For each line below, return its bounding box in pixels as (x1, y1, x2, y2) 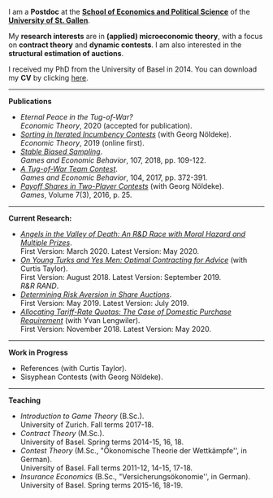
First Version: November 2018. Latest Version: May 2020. (19, 325, 212, 334)
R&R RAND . (19, 281, 59, 290)
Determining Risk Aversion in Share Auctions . (19, 290, 172, 299)
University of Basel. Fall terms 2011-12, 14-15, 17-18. (19, 463, 193, 473)
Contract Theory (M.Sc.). (19, 429, 105, 438)
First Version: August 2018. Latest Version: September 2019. (19, 273, 222, 282)
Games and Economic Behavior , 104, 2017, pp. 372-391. (19, 173, 208, 182)
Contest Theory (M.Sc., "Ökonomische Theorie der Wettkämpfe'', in (19, 446, 248, 455)
